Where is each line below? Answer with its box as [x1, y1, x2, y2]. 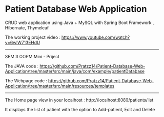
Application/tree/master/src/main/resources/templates [5, 83, 115, 89]
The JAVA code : [5, 63, 39, 69]
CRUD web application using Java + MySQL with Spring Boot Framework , [5, 20, 154, 25]
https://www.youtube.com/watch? [61, 34, 130, 40]
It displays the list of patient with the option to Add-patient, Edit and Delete [5, 106, 155, 112]
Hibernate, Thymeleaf [5, 24, 49, 30]
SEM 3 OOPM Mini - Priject [5, 53, 60, 59]
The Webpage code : [5, 77, 47, 84]
